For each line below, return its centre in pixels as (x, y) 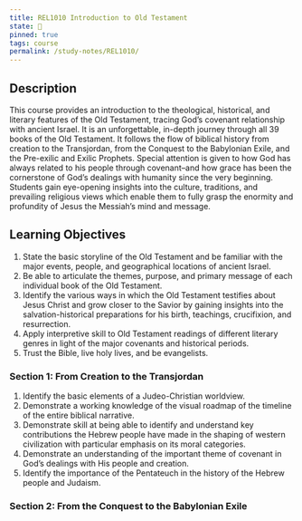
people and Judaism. (61, 483)
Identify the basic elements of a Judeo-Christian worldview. (134, 396)
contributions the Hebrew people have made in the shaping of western (154, 435)
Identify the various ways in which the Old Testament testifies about (149, 294)
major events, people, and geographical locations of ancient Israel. (146, 266)
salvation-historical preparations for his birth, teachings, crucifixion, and (157, 314)
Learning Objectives (68, 235)
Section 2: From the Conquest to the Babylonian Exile (128, 506)
